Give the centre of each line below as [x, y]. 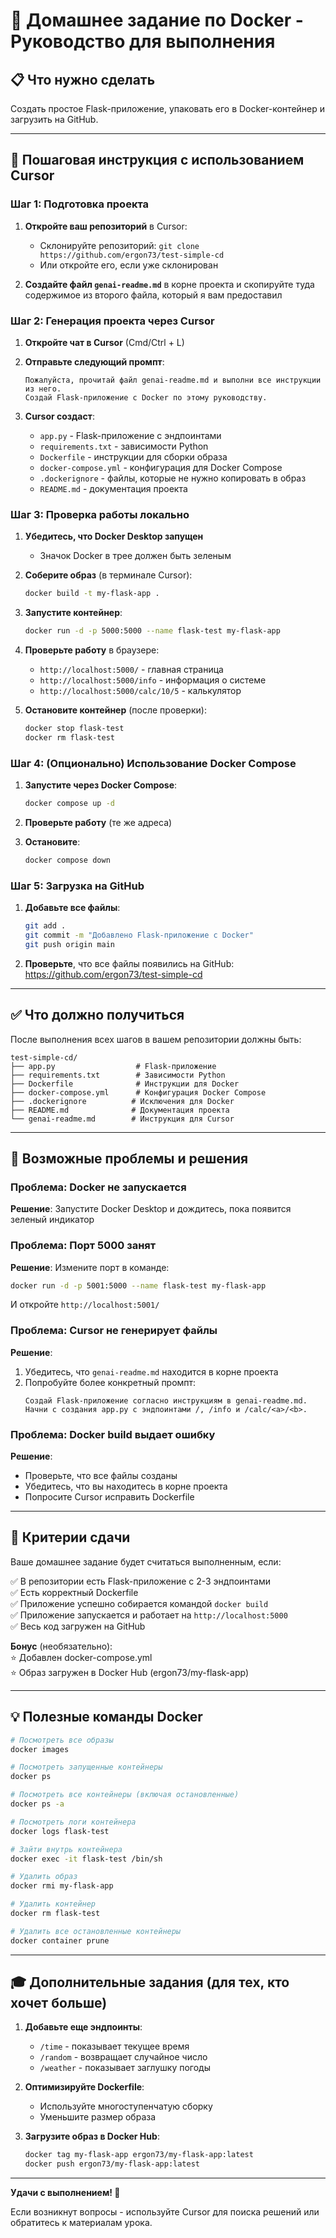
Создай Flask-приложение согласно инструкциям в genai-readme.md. [166, 1400]
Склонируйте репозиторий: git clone [119, 245]
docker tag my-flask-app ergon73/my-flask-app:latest [139, 2155]
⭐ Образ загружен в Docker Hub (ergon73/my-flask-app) [130, 1672]
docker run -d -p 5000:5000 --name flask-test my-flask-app [152, 631]
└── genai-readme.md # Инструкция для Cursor [122, 1119]
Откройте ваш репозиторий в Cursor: [106, 226]
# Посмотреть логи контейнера [73, 1822]
